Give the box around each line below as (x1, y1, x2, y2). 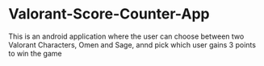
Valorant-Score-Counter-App (8, 5, 210, 23)
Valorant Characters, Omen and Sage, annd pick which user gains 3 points (8, 39, 257, 49)
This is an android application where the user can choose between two (8, 31, 245, 41)
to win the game (8, 48, 62, 58)
